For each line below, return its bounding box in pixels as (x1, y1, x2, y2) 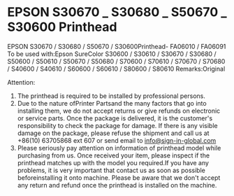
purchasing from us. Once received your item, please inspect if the (17, 151, 210, 160)
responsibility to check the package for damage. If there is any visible (17, 121, 218, 129)
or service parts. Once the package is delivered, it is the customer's (17, 113, 213, 122)
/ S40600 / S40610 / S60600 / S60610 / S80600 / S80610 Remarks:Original (7, 64, 226, 73)
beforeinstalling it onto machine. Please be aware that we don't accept (17, 173, 221, 182)
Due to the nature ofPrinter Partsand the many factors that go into (17, 99, 207, 107)
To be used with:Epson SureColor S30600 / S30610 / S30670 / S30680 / (7, 50, 217, 58)
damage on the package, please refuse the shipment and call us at (17, 129, 210, 137)
